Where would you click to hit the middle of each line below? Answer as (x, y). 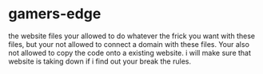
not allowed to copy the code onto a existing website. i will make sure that (130, 53)
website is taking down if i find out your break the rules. (100, 61)
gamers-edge (55, 14)
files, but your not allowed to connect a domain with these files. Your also (129, 44)
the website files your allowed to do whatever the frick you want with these (132, 36)
